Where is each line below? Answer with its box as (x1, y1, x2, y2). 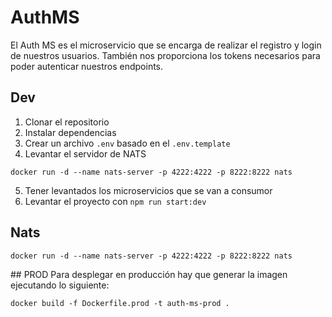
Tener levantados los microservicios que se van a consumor (24, 184, 273, 196)
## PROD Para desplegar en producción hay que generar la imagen (10, 268, 288, 280)
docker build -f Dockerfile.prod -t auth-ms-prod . (10, 298, 230, 308)
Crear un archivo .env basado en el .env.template (24, 137, 231, 149)
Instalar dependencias (24, 126, 117, 138)
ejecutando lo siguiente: (10, 279, 110, 291)
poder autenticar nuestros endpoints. (10, 60, 164, 72)
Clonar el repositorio (24, 116, 110, 128)
